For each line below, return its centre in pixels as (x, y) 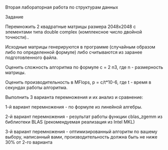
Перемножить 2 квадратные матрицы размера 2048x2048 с (71, 26)
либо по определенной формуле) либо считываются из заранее (74, 52)
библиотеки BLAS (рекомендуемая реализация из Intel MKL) (70, 122)
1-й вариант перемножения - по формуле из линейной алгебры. (74, 107)
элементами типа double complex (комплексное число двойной (74, 32)
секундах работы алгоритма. (36, 87)
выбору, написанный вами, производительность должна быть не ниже (81, 137)
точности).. (17, 37)
